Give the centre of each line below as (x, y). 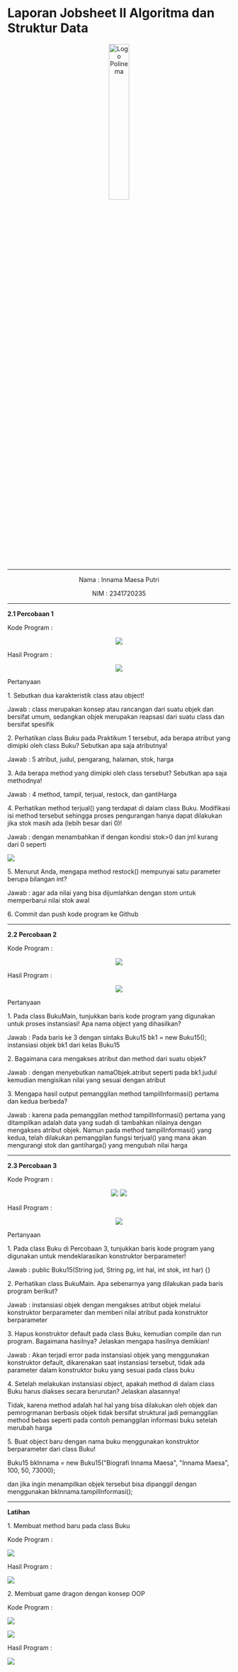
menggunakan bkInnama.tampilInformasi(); (70, 1491)
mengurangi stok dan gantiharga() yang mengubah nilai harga (97, 1145)
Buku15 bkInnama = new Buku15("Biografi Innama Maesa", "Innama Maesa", (118, 1463)
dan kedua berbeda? (38, 1101)
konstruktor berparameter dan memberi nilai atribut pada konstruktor (108, 1312)
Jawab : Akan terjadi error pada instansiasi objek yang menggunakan (108, 1355)
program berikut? (33, 1291)
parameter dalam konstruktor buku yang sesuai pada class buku (101, 1370)
